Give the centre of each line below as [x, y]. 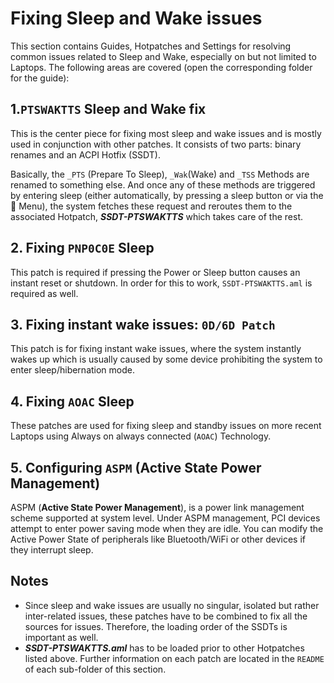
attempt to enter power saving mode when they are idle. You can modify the [167, 528]
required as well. [44, 293]
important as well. [61, 637]
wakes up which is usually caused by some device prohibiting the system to [166, 359]
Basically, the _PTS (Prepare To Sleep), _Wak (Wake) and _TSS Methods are [160, 174]
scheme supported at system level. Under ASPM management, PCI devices [165, 518]
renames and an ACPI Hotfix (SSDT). [85, 154]
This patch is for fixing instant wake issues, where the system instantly [156, 349]
